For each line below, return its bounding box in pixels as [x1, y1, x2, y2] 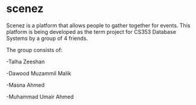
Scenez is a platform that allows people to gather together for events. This [6, 22, 191, 29]
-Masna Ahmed [6, 81, 45, 89]
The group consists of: [6, 46, 63, 53]
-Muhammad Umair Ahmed [6, 93, 74, 100]
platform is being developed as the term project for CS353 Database [6, 28, 177, 35]
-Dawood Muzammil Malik [6, 69, 71, 77]
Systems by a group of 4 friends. [6, 34, 89, 42]
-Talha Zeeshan [6, 58, 45, 65]
